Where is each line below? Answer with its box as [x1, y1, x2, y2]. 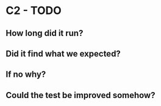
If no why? [5, 69, 46, 80]
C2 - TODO [5, 4, 62, 18]
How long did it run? [5, 28, 84, 38]
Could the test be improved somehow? [5, 90, 156, 101]
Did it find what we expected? [5, 48, 121, 58]
